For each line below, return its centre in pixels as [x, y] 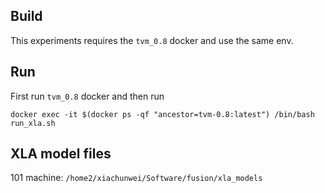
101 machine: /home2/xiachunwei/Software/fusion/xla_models [136, 178]
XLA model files [61, 154]
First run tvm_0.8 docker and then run [87, 96]
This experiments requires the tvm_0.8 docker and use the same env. [152, 40]
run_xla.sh [33, 123]
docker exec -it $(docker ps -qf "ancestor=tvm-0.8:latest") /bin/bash [162, 114]
